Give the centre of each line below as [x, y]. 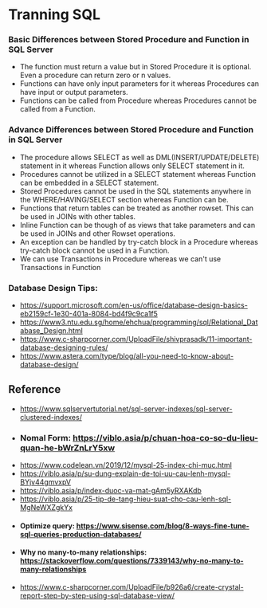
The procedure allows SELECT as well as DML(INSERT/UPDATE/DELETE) [139, 157]
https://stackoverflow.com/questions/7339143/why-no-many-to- [132, 561]
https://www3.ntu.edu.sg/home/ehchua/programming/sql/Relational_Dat [139, 322]
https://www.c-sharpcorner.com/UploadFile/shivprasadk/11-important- [136, 339]
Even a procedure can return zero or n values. [95, 75]
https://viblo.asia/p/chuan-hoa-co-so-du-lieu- [166, 437]
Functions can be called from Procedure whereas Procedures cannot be [138, 100]
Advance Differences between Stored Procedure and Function [131, 130]
